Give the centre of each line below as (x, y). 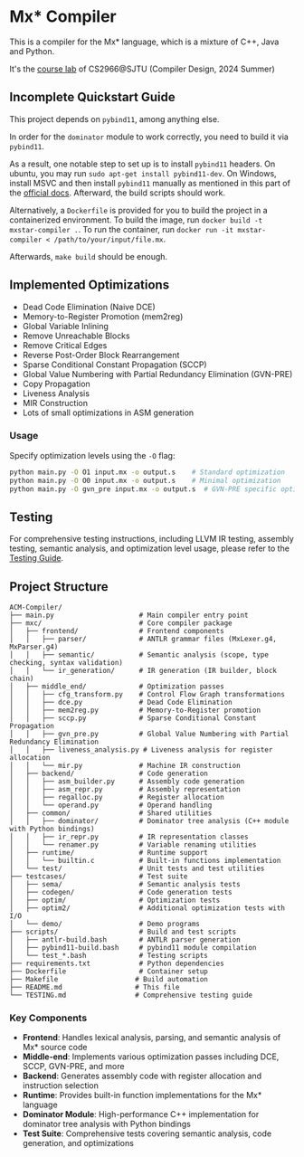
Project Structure (59, 587)
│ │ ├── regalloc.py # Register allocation (117, 798)
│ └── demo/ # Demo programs (105, 925)
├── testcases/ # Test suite (99, 877)
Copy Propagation (56, 384)
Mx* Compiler (63, 17)
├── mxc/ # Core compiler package (121, 623)
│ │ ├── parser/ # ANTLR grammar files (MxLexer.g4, (143, 640)
